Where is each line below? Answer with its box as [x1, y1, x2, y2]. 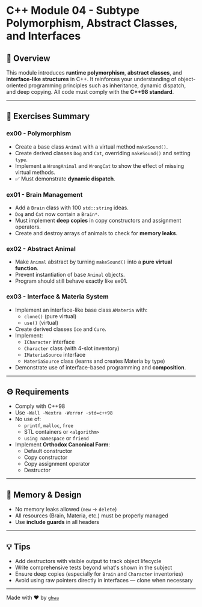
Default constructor [23, 448, 73, 455]
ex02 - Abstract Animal [6, 244, 76, 253]
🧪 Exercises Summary [6, 111, 90, 122]
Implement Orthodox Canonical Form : [14, 441, 110, 448]
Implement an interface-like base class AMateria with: [14, 306, 148, 313]
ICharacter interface [23, 338, 75, 345]
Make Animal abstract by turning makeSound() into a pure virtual [14, 258, 173, 265]
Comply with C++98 [14, 402, 66, 410]
